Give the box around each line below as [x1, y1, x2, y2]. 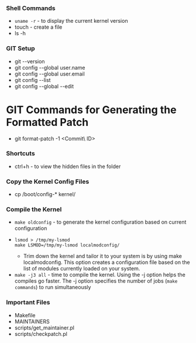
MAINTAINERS [14, 318, 50, 325]
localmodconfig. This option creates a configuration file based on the [23, 259, 190, 266]
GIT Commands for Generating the [6, 103, 177, 116]
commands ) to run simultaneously [14, 284, 91, 291]
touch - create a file [14, 23, 63, 30]
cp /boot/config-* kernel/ [14, 191, 76, 198]
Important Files [6, 299, 50, 307]
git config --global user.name [14, 64, 86, 71]
